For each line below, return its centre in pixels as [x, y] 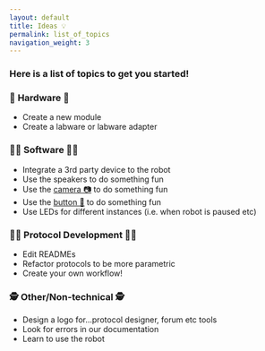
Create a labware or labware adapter [90, 127]
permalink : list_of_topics [60, 34]
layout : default [39, 17]
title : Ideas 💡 [38, 26]
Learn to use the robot [64, 339]
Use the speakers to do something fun [93, 179]
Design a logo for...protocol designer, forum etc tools [120, 320]
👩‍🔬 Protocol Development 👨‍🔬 [73, 235]
